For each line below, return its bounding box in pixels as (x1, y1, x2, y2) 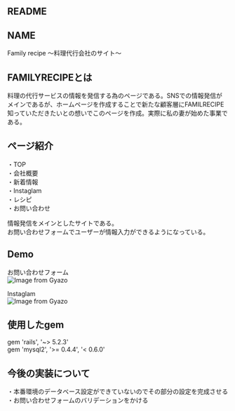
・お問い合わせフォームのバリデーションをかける (7, 396, 149, 405)
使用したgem (7, 319, 65, 331)
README (7, 6, 47, 18)
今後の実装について (7, 368, 90, 379)
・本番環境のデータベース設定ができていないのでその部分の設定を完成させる (7, 387, 229, 396)
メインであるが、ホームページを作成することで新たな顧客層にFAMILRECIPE (7, 100, 224, 109)
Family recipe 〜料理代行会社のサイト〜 (7, 49, 121, 58)
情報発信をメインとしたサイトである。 (7, 219, 118, 227)
